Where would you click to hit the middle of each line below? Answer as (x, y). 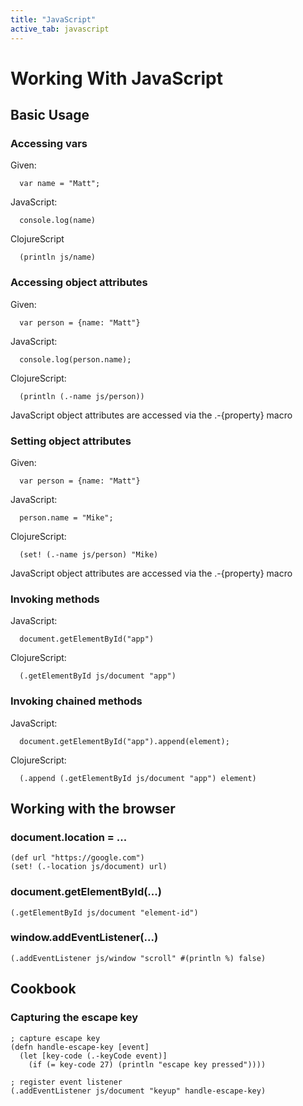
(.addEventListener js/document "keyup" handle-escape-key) (138, 1091)
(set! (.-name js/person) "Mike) (89, 554)
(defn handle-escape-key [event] (80, 1047)
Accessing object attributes (79, 283)
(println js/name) (58, 257)
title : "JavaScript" (53, 19)
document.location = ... (69, 837)
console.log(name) (58, 221)
